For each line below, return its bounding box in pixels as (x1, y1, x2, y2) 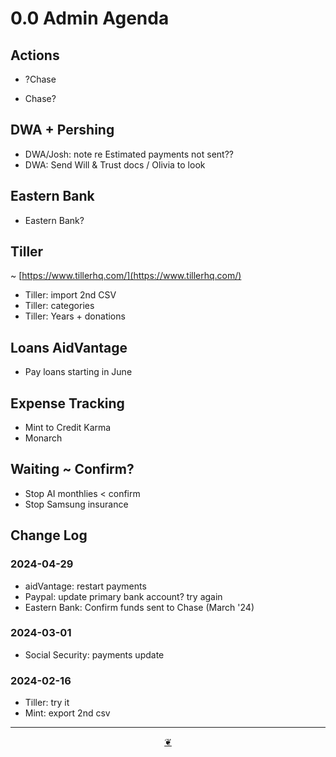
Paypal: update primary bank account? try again (24, 590, 223, 602)
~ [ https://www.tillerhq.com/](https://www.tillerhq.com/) (10, 270, 242, 282)
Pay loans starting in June (24, 366, 133, 378)
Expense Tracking (10, 395, 125, 412)
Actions (10, 47, 60, 64)
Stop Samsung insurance (24, 498, 129, 510)
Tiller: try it (24, 697, 70, 709)
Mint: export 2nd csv (24, 707, 111, 719)
